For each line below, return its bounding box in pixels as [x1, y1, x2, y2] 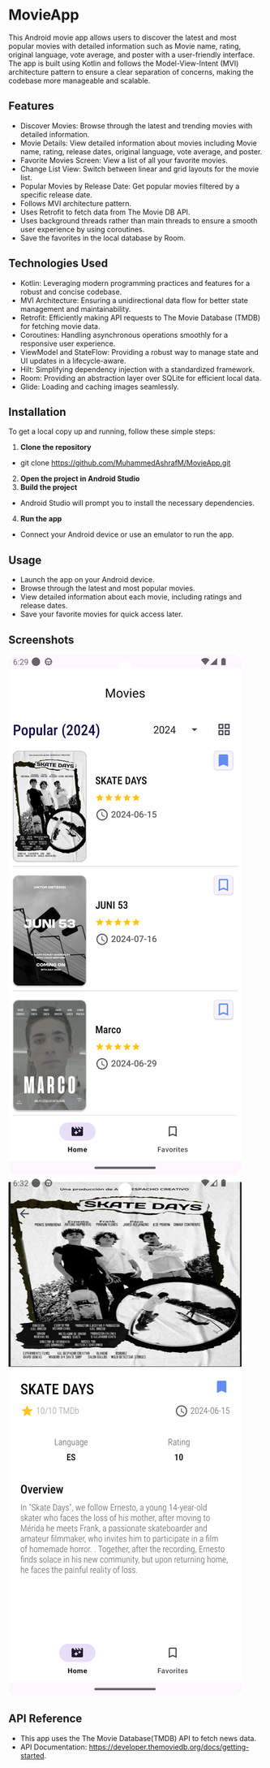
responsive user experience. [19, 339, 116, 348]
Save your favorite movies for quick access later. [19, 609, 183, 619]
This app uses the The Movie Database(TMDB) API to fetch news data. [19, 1733, 257, 1743]
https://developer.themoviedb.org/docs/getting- [88, 1742, 250, 1752]
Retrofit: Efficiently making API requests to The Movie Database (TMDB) [19, 313, 261, 322]
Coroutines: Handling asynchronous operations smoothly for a [19, 330, 229, 339]
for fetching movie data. [19, 321, 101, 331]
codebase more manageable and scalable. [8, 76, 151, 85]
